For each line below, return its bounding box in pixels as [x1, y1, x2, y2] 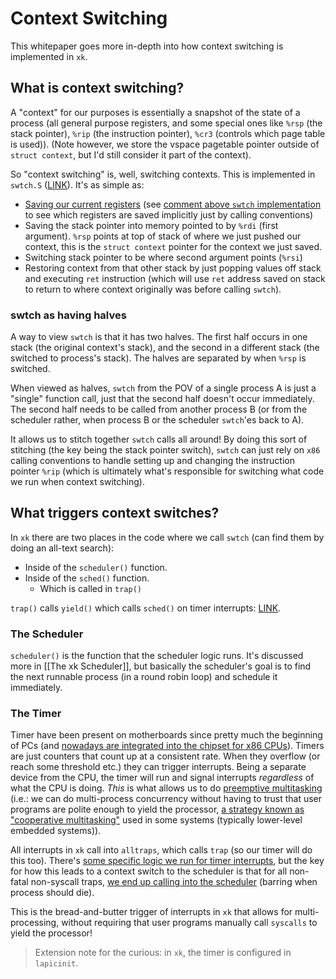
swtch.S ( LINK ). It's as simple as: [10, 178, 145, 191]
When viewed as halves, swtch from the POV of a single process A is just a [10, 382, 317, 394]
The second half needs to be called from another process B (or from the [10, 403, 308, 416]
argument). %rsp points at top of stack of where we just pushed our [24, 230, 302, 242]
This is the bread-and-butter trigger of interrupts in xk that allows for [10, 906, 293, 918]
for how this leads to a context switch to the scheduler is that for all [10, 865, 288, 877]
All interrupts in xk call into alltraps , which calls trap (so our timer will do [10, 844, 313, 856]
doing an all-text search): [10, 542, 115, 554]
